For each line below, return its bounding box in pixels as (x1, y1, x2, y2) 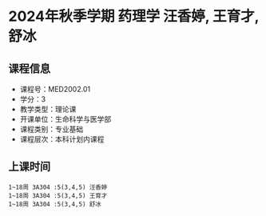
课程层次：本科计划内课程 (19, 134, 105, 144)
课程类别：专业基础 (19, 125, 84, 134)
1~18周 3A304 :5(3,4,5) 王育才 (8, 191, 108, 200)
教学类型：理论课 (19, 105, 77, 114)
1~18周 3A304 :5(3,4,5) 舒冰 (8, 200, 102, 208)
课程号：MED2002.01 (19, 85, 90, 94)
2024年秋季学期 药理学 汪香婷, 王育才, (8, 7, 260, 26)
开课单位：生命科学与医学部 (19, 114, 112, 124)
